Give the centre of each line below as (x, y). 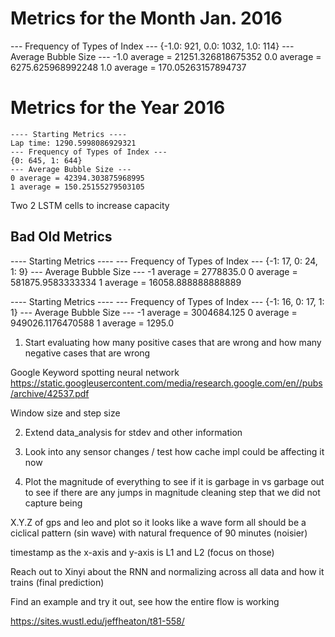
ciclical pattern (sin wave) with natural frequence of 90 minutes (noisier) (159, 533)
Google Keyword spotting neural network (95, 372)
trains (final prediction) (57, 582)
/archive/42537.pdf (50, 393)
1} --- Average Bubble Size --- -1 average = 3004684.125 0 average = (154, 312)
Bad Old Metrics (61, 237)
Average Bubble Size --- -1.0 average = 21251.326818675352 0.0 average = (166, 56)
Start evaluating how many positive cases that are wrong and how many (173, 342)
